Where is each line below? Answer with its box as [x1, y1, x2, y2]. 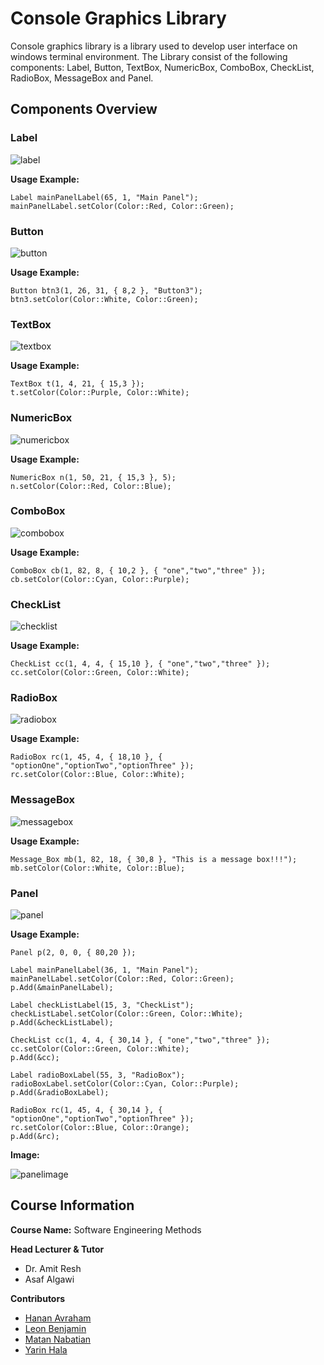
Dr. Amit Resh [24, 1262, 82, 1274]
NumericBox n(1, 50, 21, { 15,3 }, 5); [10, 472, 177, 482]
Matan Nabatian [24, 1333, 92, 1345]
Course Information [10, 1197, 135, 1214]
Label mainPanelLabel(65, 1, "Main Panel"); [10, 192, 199, 202]
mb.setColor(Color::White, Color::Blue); [10, 863, 186, 873]
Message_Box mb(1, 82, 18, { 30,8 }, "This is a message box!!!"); [10, 854, 298, 864]
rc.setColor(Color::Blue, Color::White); [10, 770, 186, 780]
